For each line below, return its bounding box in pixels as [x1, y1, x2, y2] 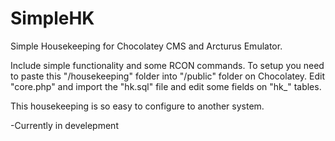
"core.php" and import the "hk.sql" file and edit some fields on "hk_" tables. [10, 80, 322, 92]
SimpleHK [10, 7, 95, 30]
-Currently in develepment [10, 119, 119, 131]
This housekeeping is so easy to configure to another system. [10, 100, 265, 112]
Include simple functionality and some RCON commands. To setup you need [10, 59, 325, 71]
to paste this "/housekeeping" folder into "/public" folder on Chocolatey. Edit [10, 70, 326, 82]
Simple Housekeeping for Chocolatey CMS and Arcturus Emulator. [10, 40, 283, 52]
